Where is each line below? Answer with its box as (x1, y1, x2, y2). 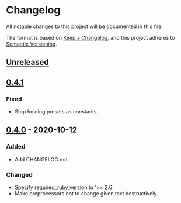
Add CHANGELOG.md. (14, 156, 69, 163)
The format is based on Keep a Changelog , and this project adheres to (6, 34, 175, 41)
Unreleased (6, 57, 50, 67)
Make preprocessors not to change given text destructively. (14, 190, 158, 197)
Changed (6, 170, 33, 178)
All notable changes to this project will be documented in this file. (6, 23, 163, 30)
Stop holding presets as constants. (14, 108, 98, 115)
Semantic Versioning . (6, 40, 57, 47)
